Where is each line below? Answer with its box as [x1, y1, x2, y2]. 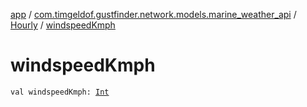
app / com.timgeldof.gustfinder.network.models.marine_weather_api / [10, 9, 297, 20]
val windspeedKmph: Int [10, 87, 110, 97]
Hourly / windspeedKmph [10, 19, 116, 31]
